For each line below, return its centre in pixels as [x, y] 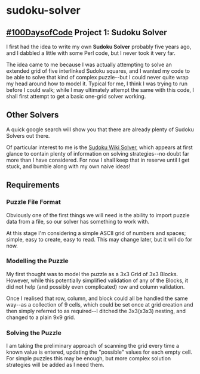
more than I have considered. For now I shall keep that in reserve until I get [98, 160]
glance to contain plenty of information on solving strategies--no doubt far [98, 153]
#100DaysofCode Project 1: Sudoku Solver [87, 33]
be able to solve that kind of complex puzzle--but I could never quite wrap [98, 77]
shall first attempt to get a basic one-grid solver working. [76, 96]
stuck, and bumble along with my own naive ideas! [68, 166]
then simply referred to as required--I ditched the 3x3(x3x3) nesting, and [96, 311]
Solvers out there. [28, 135]
